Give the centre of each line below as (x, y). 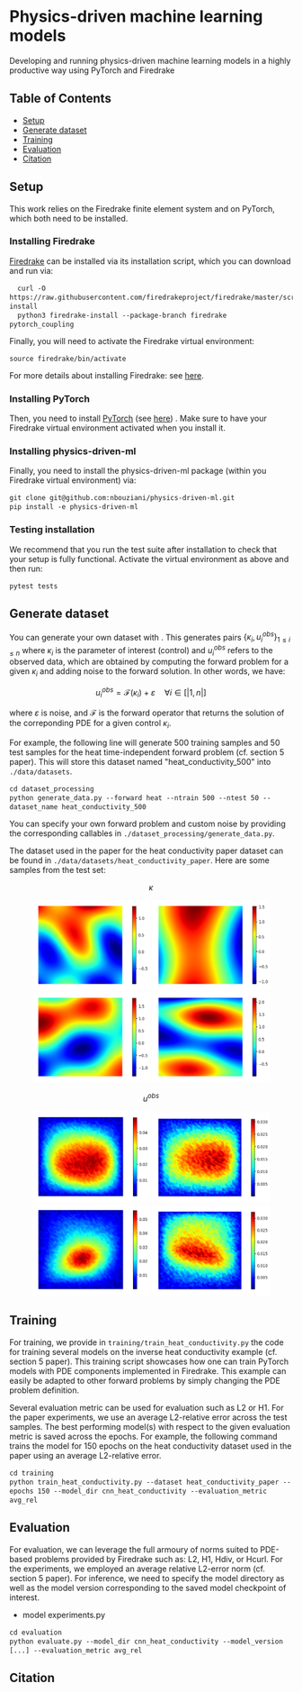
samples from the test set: (58, 869)
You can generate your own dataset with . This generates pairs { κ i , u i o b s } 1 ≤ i (150, 637)
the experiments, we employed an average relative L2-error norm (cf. (137, 1569)
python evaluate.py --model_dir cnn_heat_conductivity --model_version (146, 1642)
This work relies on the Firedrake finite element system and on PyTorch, (142, 208)
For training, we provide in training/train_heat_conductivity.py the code (147, 1342)
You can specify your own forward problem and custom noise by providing (147, 823)
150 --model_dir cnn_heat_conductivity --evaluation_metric (152, 1491)
